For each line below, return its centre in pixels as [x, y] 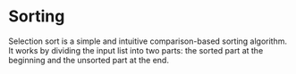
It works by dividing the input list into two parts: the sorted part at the [136, 50]
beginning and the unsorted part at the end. [89, 60]
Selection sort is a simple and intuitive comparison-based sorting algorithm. [148, 41]
